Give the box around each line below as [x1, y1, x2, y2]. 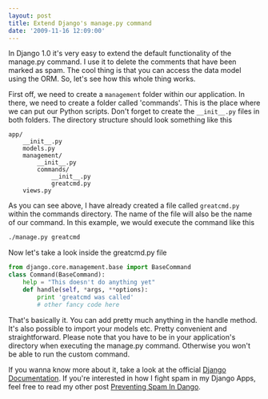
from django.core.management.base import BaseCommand [8, 264, 192, 272]
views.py [22, 187, 52, 195]
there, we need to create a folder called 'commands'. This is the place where [8, 98, 261, 108]
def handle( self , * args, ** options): [22, 285, 149, 293]
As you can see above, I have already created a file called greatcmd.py [8, 201, 240, 211]
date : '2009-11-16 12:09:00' [8, 26, 106, 34]
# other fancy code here [37, 300, 120, 308]
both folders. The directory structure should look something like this [8, 115, 233, 125]
